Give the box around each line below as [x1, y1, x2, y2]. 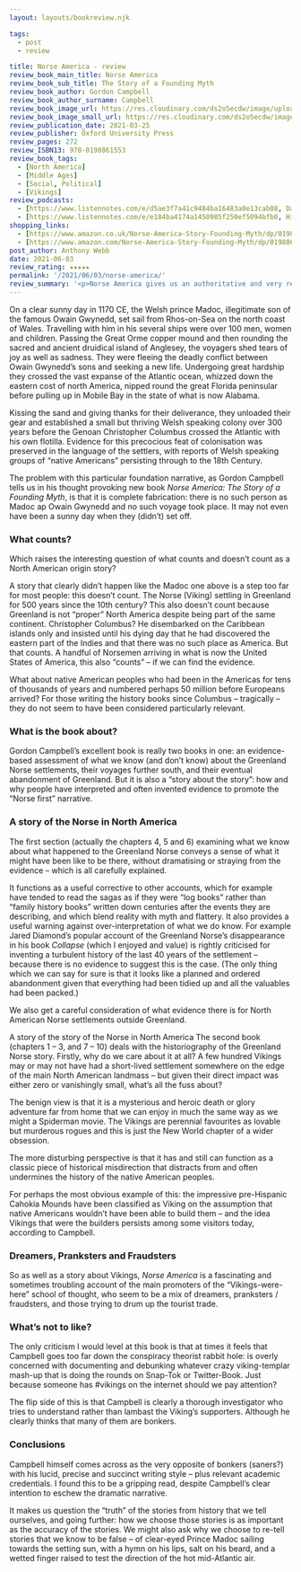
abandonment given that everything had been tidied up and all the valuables [9, 977, 290, 988]
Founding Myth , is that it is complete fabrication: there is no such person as [9, 491, 288, 502]
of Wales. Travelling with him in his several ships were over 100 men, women [9, 322, 292, 333]
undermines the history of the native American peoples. [9, 1171, 215, 1182]
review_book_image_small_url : [9, 112, 123, 121]
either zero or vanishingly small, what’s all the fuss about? [9, 1079, 222, 1090]
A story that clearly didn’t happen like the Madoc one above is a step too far [9, 580, 289, 591]
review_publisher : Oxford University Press [9, 129, 175, 138]
